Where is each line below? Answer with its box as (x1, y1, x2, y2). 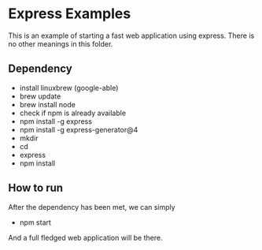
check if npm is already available (19, 108, 127, 118)
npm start (19, 218, 51, 227)
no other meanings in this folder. (8, 39, 113, 48)
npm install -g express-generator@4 (19, 125, 138, 134)
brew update (19, 91, 61, 101)
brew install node (19, 99, 76, 109)
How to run (8, 181, 64, 195)
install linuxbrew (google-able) (19, 83, 119, 92)
